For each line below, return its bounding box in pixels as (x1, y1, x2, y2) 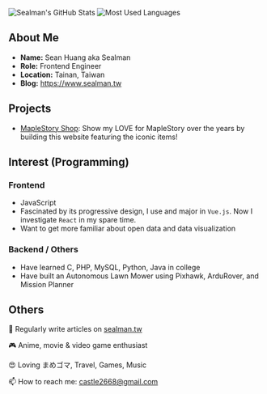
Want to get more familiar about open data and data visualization (19, 223, 236, 234)
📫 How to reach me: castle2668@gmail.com (8, 377, 159, 387)
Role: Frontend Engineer (19, 61, 102, 70)
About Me (8, 31, 59, 44)
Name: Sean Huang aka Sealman (19, 53, 131, 62)
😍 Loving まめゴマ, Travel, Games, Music (8, 360, 147, 370)
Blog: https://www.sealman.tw (19, 78, 122, 88)
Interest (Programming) (8, 155, 129, 169)
